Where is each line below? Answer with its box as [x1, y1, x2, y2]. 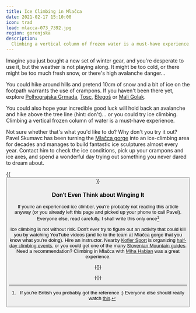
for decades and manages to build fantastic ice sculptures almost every [6, 141, 178, 148]
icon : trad [6, 19, 33, 25]
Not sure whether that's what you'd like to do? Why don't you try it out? [6, 128, 178, 135]
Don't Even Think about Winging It [51, 191, 145, 199]
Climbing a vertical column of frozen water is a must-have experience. [11, 41, 192, 47]
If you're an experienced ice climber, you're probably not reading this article [17, 204, 179, 210]
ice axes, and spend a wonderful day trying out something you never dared [6, 153, 187, 160]
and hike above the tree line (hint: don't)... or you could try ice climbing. [6, 110, 178, 117]
